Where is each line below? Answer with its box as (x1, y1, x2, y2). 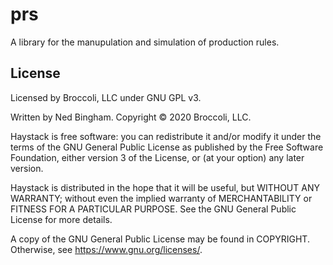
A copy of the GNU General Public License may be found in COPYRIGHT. (10, 233, 310, 245)
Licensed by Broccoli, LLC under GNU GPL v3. (10, 91, 202, 103)
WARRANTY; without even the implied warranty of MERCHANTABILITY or (10, 192, 313, 204)
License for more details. (10, 213, 113, 225)
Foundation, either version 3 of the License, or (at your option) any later (10, 151, 305, 163)
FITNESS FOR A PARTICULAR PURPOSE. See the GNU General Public (10, 203, 297, 215)
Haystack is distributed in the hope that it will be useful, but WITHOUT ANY (10, 181, 320, 193)
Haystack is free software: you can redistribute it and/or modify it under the (10, 130, 322, 142)
